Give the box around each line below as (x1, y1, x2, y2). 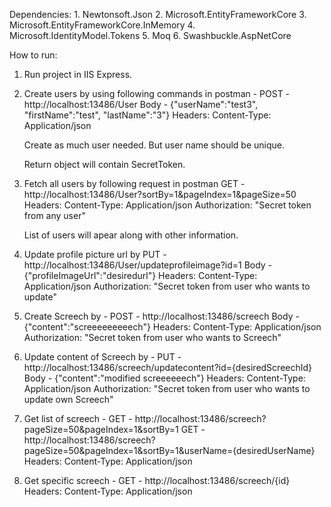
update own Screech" (23, 394, 114, 405)
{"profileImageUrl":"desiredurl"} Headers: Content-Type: (23, 270, 258, 281)
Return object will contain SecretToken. (23, 159, 186, 170)
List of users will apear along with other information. (23, 229, 239, 241)
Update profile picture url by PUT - (23, 249, 167, 260)
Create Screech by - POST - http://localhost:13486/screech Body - (23, 310, 300, 322)
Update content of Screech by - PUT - (23, 351, 182, 363)
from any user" (23, 210, 86, 221)
